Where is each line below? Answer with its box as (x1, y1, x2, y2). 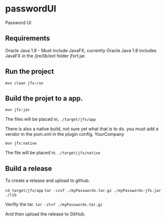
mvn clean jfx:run (5, 81, 43, 86)
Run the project (5, 67, 54, 76)
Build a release (5, 164, 52, 173)
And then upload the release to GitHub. (5, 211, 86, 217)
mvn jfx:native (5, 141, 37, 146)
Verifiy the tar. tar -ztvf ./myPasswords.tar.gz (5, 201, 102, 207)
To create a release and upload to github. (5, 177, 90, 183)
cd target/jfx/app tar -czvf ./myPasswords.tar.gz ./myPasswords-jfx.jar (5, 188, 161, 193)
